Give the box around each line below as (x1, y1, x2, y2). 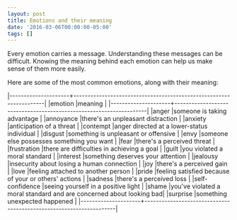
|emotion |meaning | (48, 100, 108, 108)
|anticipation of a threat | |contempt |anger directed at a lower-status (7, 122, 208, 131)
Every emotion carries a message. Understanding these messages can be (7, 50, 223, 58)
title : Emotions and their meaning (7, 17, 112, 24)
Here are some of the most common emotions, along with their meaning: (7, 79, 219, 87)
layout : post (7, 10, 46, 18)
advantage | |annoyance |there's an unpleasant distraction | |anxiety (7, 115, 207, 123)
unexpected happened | (7, 197, 77, 206)
